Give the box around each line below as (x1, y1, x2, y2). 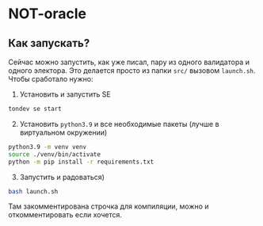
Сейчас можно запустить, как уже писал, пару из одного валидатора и (8, 57, 250, 67)
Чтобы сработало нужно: (8, 75, 93, 83)
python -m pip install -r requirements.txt (8, 158, 154, 166)
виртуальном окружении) (19, 128, 108, 137)
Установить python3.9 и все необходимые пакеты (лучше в (19, 119, 219, 128)
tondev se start (8, 105, 62, 113)
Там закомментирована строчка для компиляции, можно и (8, 201, 209, 211)
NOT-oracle (8, 5, 87, 23)
